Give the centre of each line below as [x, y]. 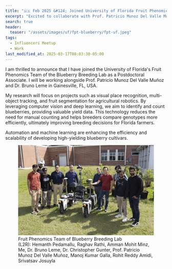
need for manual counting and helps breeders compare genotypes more [81, 117]
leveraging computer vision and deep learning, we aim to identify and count [85, 106]
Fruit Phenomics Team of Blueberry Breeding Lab [70, 239]
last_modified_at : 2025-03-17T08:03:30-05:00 [55, 54]
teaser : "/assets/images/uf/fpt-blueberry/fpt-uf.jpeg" [71, 32]
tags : [11, 38]
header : [14, 27]
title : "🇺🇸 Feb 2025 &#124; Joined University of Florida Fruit [76, 11]
